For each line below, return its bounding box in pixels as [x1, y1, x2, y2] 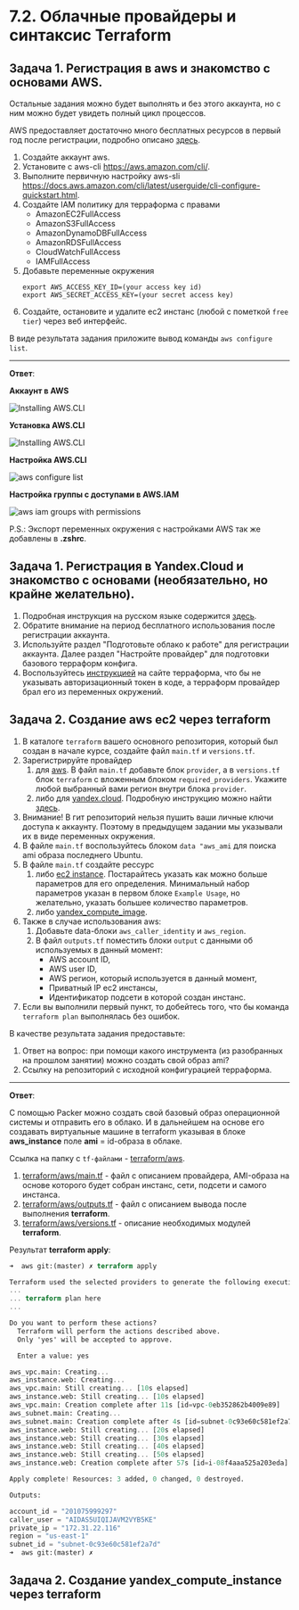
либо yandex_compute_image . [35, 906, 149, 917]
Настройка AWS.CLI [9, 455, 87, 465]
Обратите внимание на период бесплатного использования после [21, 620, 276, 631]
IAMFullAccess [35, 256, 91, 267]
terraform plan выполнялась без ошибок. [21, 1011, 181, 1021]
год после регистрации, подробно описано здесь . [9, 135, 200, 144]
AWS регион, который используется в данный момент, [48, 972, 257, 983]
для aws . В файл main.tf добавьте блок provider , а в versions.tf [35, 764, 280, 775]
